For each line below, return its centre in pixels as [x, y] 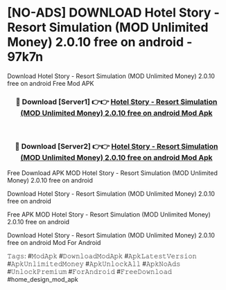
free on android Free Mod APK [51, 83]
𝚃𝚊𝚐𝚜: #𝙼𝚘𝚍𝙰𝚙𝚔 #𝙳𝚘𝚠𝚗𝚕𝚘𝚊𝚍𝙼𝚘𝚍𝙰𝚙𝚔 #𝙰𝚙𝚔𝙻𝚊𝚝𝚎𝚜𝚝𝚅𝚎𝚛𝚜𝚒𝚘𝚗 [102, 256]
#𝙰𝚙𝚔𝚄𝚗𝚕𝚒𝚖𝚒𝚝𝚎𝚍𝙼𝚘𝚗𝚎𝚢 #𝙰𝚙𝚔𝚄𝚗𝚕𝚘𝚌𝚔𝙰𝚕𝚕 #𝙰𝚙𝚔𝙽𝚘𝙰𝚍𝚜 [94, 264]
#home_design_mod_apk [43, 279]
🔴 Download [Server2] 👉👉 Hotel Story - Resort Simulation [116, 147]
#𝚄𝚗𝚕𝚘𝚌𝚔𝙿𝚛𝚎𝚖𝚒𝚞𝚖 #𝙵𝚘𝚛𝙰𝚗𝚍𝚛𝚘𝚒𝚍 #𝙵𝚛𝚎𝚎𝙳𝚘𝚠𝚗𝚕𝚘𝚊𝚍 [89, 271]
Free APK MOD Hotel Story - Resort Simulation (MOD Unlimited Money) [109, 214]
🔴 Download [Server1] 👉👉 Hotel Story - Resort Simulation [116, 102]
